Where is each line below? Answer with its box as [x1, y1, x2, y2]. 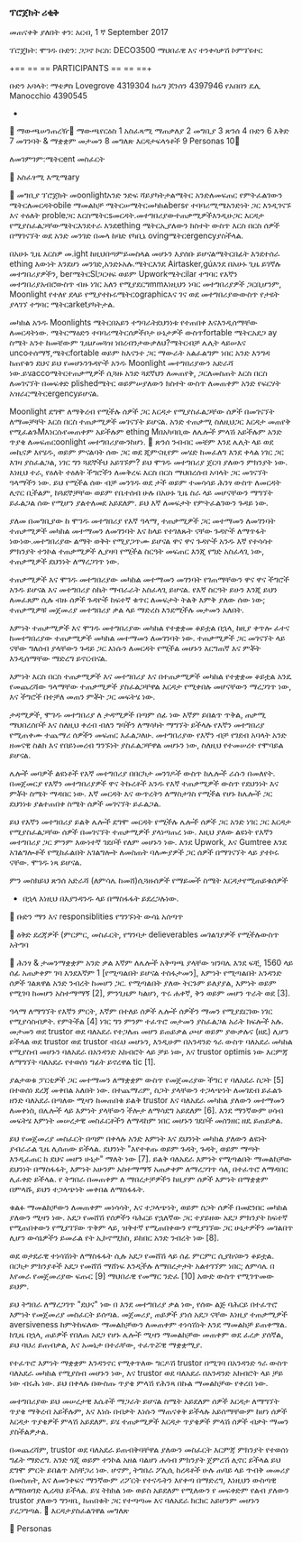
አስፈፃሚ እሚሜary [16, 171, 80, 182]
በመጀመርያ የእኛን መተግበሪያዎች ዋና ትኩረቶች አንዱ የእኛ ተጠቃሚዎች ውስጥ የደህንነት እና [9, 778, 279, 789]
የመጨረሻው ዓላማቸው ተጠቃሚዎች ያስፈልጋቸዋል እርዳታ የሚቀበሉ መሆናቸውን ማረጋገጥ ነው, [9, 681, 292, 692]
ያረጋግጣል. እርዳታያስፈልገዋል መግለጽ [9, 1505, 130, 1516]
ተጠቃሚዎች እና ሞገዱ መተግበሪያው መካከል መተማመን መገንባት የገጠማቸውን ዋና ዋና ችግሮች [9, 574, 290, 585]
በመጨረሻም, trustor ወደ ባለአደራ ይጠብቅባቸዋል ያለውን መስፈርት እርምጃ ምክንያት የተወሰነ [9, 1445, 289, 1456]
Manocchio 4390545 [9, 90, 88, 101]
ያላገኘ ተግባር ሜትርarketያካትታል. [9, 299, 115, 310]
